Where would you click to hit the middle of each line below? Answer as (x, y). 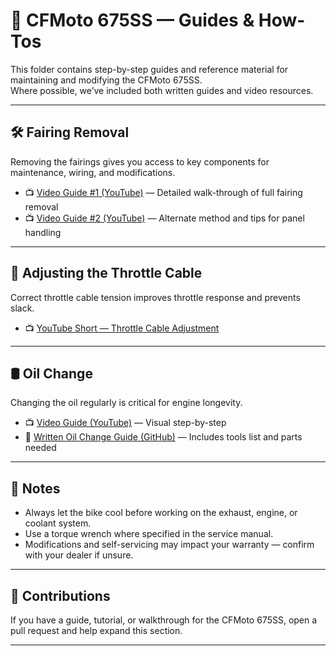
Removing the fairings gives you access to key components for (140, 161)
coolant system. (58, 523)
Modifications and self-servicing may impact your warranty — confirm (169, 545)
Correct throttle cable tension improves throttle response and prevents (155, 297)
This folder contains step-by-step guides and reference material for (149, 69)
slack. (22, 308)
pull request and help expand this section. (96, 630)
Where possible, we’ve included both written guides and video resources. (162, 90)
